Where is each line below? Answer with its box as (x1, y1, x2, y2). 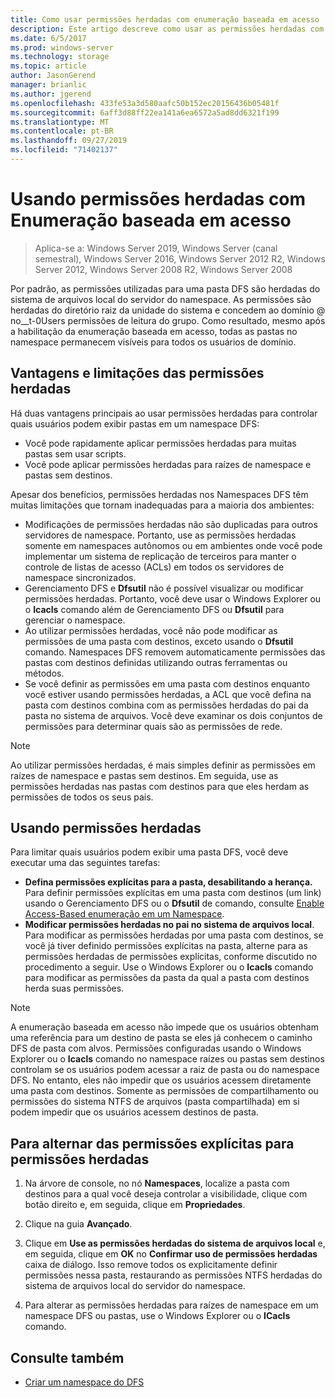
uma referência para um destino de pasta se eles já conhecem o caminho (10, 1032, 313, 1044)
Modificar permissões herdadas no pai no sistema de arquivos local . (24, 919, 315, 931)
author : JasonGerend (10, 71, 97, 81)
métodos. (24, 667, 65, 679)
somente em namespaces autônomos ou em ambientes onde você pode (24, 539, 323, 551)
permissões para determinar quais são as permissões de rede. (24, 720, 283, 732)
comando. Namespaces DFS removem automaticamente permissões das (24, 646, 326, 658)
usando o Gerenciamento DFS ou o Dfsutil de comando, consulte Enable (24, 897, 325, 910)
